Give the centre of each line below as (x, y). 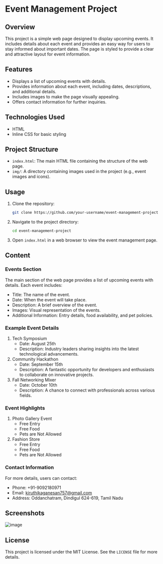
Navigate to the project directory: (45, 222)
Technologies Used (35, 117)
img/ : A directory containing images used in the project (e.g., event (79, 171)
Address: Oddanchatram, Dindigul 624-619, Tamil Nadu (67, 498)
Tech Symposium (29, 338)
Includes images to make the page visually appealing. (66, 96)
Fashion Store (26, 439)
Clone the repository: (33, 204)
